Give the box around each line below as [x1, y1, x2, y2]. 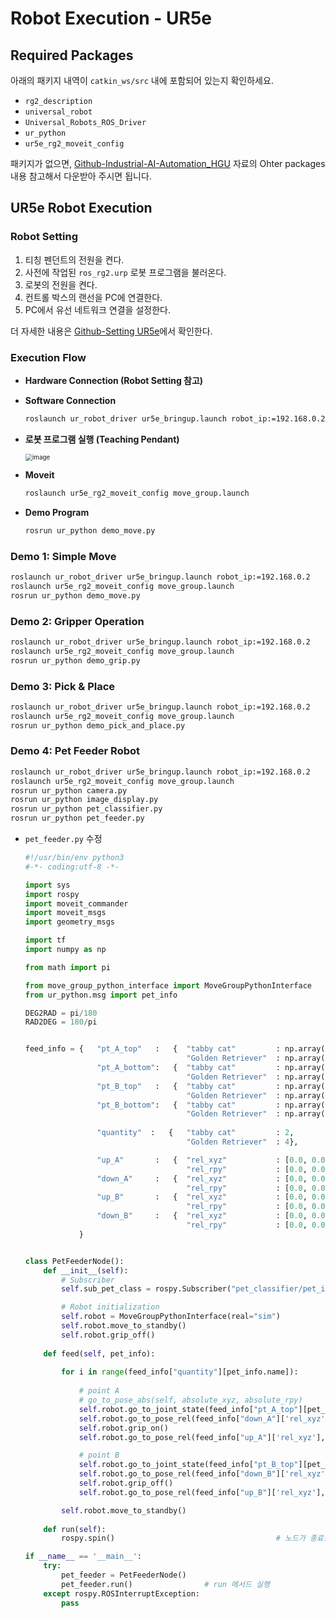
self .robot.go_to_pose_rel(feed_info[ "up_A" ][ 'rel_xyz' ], [78, 1432, 326, 1442]
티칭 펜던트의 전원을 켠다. [24, 253, 125, 266]
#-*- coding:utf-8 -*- [24, 862, 120, 872]
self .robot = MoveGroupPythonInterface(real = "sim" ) [61, 1312, 281, 1322]
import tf [24, 935, 67, 946]
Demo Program [24, 506, 90, 518]
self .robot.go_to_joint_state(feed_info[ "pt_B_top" [78, 1460, 299, 1470]
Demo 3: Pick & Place [10, 679, 116, 693]
